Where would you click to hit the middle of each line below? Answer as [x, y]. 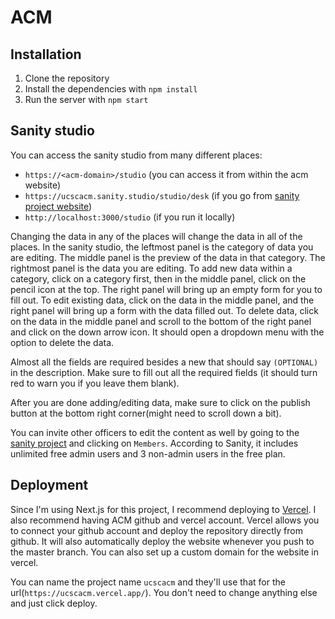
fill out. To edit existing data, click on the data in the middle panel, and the [162, 300]
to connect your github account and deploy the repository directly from [156, 530]
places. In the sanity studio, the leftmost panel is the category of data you [162, 247]
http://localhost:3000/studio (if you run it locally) [130, 217]
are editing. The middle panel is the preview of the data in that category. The [168, 257]
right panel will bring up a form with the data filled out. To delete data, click [164, 310]
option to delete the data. [62, 342]
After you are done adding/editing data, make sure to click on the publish [160, 402]
